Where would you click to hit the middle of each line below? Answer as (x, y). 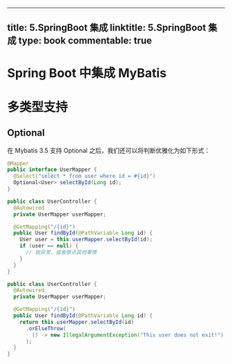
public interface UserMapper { (52, 170)
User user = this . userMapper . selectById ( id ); (86, 240)
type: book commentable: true (85, 41)
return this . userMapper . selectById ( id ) (77, 322)
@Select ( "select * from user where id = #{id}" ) (85, 176)
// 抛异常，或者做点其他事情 (61, 252)
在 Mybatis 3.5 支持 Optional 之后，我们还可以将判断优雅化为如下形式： (109, 150)
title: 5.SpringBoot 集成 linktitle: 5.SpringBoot (107, 28)
